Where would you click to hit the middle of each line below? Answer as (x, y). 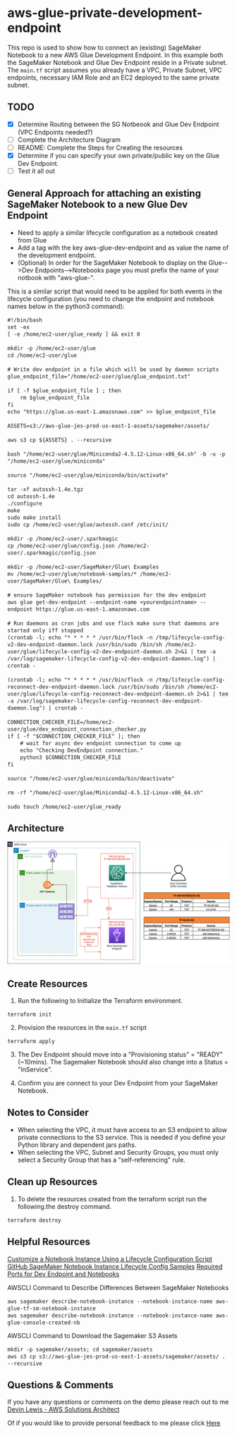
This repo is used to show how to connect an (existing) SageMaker (104, 47)
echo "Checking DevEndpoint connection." (81, 750)
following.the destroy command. (64, 1206)
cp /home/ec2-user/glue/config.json (61, 546)
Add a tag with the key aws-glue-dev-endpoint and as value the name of (123, 248)
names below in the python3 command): (66, 306)
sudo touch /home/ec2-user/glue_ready (64, 807)
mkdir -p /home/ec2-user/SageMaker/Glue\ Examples (83, 567)
